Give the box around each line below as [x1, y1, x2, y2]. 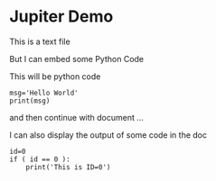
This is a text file [9, 36, 70, 47]
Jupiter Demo [9, 6, 114, 27]
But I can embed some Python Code [9, 53, 145, 64]
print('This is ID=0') [25, 162, 111, 172]
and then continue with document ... [9, 112, 145, 122]
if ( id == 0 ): [9, 155, 70, 164]
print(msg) [9, 96, 51, 105]
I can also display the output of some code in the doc [9, 129, 208, 140]
